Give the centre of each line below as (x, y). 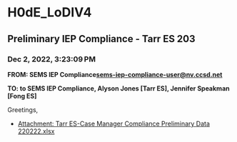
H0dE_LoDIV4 (50, 12)
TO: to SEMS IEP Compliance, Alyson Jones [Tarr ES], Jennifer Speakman (118, 88)
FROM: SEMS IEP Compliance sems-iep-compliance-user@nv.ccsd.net (115, 74)
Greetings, (23, 110)
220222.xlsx (36, 131)
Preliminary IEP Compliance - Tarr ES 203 (101, 39)
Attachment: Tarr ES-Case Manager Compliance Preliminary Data (114, 123)
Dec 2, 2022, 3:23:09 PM (52, 59)
